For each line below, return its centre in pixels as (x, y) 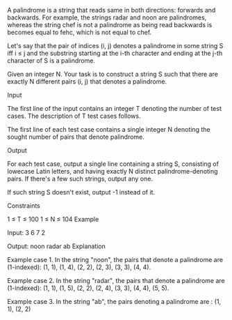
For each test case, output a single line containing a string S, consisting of (113, 164)
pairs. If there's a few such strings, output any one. (80, 178)
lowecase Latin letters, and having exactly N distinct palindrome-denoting (113, 171)
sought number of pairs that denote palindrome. (76, 137)
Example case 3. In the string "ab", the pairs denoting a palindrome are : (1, (114, 302)
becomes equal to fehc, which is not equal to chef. (80, 32)
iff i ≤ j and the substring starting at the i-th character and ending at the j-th (115, 53)
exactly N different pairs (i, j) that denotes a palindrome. (87, 82)
